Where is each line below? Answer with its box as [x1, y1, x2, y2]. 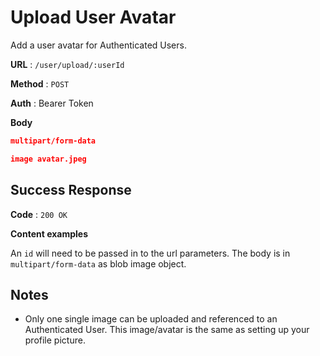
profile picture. [24, 334, 86, 346]
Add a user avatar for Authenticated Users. [10, 39, 187, 51]
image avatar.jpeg [10, 154, 87, 164]
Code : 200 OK [10, 208, 68, 220]
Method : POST [10, 77, 70, 90]
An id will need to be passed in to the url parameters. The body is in [10, 247, 291, 259]
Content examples [10, 227, 89, 240]
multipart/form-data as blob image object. [10, 257, 187, 270]
